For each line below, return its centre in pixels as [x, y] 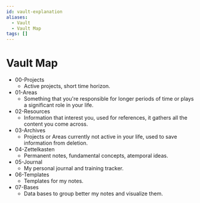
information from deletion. [56, 143]
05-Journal [29, 162]
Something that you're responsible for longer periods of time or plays [109, 99]
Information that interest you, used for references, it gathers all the [106, 118]
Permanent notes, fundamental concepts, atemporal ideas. [96, 156]
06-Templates [32, 175]
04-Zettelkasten [35, 149]
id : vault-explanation [34, 12]
